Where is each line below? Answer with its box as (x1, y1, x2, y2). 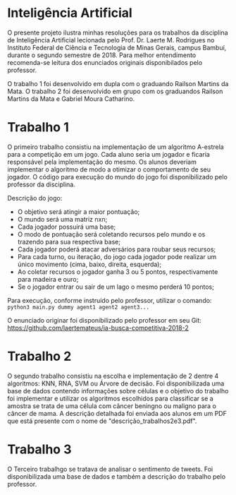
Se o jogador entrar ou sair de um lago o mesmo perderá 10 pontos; (17, 282, 215, 291)
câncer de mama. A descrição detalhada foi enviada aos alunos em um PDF (7, 409, 227, 417)
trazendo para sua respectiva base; (17, 237, 121, 246)
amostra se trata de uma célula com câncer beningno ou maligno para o (7, 401, 217, 410)
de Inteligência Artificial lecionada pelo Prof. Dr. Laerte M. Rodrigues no (7, 35, 215, 44)
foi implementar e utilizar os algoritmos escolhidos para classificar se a (7, 394, 213, 402)
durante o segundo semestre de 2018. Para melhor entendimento (7, 51, 197, 59)
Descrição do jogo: (7, 193, 63, 202)
